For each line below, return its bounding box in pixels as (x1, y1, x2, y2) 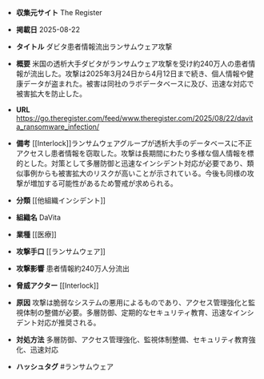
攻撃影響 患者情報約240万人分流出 (15, 264, 130, 273)
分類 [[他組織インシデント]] (15, 196, 106, 205)
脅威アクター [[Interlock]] (15, 280, 99, 290)
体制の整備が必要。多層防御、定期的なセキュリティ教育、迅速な (22, 308, 234, 317)
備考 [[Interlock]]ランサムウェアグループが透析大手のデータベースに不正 (15, 139, 253, 147)
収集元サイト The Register (15, 8, 102, 17)
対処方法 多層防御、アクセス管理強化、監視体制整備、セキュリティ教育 (15, 335, 250, 344)
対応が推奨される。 (37, 318, 101, 327)
